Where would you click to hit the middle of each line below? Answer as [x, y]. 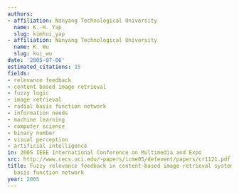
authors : [20, 14]
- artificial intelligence [47, 146]
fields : [19, 73]
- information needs [38, 113]
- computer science [36, 126]
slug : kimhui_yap [39, 34]
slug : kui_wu [33, 54]
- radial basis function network [57, 107]
